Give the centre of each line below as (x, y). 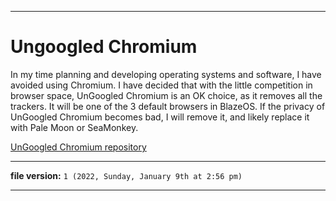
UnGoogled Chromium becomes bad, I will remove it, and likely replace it (160, 117)
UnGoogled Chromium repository (78, 147)
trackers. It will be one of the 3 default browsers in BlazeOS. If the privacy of (168, 106)
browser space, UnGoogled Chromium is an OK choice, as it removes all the (166, 95)
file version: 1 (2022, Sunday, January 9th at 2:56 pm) (126, 175)
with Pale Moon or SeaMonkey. (74, 127)
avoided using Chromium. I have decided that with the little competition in (161, 85)
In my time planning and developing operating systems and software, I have (166, 74)
